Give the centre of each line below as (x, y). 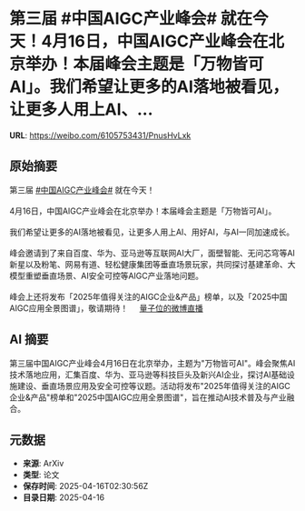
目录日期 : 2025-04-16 (64, 497)
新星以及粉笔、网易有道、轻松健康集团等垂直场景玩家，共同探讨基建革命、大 (152, 264)
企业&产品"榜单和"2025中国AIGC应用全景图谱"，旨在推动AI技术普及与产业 (148, 397)
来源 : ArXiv (43, 464)
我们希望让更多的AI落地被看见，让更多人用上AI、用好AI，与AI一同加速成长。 (152, 232)
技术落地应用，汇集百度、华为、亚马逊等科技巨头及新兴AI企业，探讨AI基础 (148, 375)
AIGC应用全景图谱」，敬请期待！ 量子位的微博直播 (107, 308)
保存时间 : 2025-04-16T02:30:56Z (85, 486)
